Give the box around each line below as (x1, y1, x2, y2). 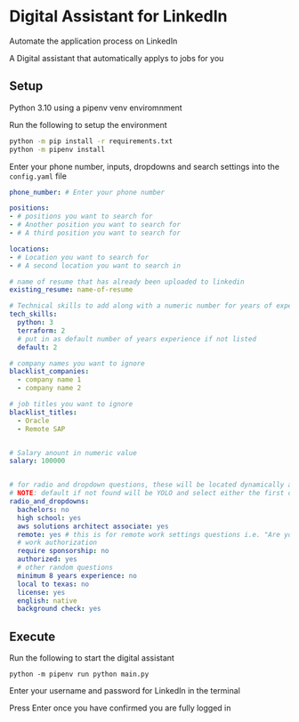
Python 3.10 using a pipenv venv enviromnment (9, 102, 182, 113)
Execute (9, 629, 56, 644)
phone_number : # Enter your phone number (9, 188, 166, 197)
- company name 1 (17, 375, 82, 384)
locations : (9, 245, 50, 253)
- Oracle (17, 416, 50, 425)
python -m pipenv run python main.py (9, 670, 149, 679)
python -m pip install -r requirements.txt (9, 136, 174, 146)
